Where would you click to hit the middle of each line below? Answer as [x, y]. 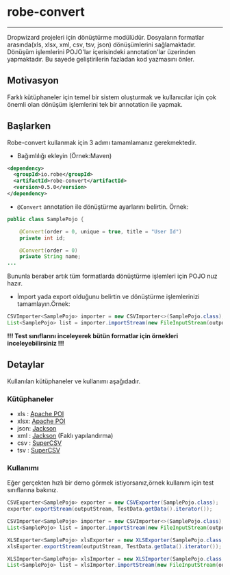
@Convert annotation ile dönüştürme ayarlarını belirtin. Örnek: [103, 207]
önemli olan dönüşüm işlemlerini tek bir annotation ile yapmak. [95, 104]
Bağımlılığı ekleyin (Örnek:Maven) [64, 155]
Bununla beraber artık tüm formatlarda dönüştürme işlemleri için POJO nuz [112, 276]
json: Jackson [37, 429]
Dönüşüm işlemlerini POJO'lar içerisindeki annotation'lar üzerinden [102, 51]
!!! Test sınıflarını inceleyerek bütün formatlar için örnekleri [93, 335]
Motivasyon [33, 80]
